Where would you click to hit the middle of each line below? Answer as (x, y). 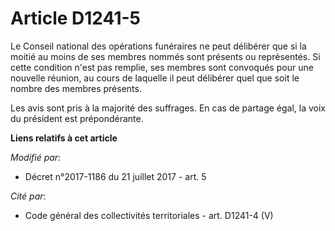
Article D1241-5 (76, 18)
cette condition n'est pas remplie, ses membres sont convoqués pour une (162, 67)
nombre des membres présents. (76, 88)
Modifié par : (36, 157)
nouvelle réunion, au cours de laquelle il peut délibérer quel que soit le (155, 78)
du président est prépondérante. (77, 118)
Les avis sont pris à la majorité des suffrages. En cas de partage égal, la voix (168, 108)
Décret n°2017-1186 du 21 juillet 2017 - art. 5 (115, 176)
